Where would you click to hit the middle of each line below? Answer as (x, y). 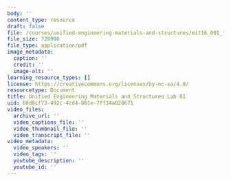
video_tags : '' (35, 155)
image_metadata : (30, 52)
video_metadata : (30, 142)
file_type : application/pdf (47, 45)
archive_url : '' (36, 116)
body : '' (20, 13)
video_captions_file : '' (49, 122)
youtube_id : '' (35, 167)
